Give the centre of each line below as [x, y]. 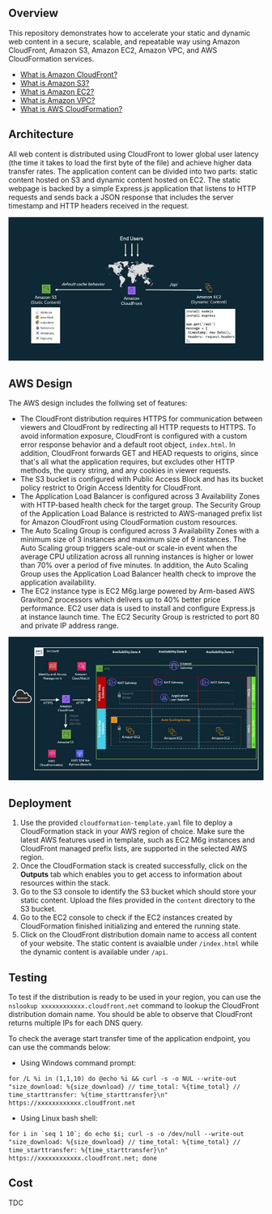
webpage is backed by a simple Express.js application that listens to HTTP [132, 188]
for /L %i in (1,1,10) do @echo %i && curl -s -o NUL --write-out [123, 1079]
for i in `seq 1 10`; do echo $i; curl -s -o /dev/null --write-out [126, 1135]
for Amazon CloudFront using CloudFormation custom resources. [129, 521]
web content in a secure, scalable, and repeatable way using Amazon [124, 41]
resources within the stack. [65, 883]
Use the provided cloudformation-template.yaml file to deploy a [126, 823]
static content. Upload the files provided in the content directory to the [138, 900]
